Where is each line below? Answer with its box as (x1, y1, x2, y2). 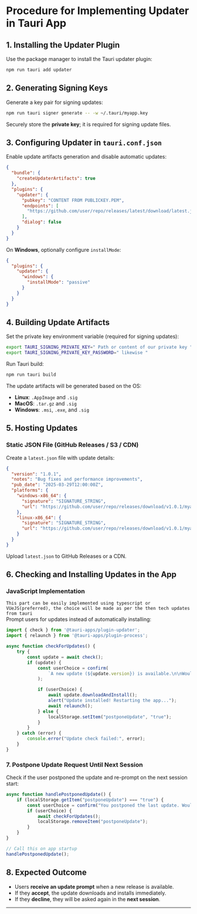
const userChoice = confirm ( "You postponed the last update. (27, 802, 180, 808)
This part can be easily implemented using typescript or (6, 601, 151, 606)
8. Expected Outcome (6, 868, 87, 878)
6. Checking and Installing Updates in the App (6, 569, 177, 579)
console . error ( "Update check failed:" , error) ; (27, 736, 145, 742)
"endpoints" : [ (21, 203, 59, 209)
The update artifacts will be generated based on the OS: (6, 382, 142, 389)
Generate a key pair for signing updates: (6, 99, 104, 106)
